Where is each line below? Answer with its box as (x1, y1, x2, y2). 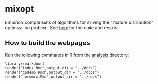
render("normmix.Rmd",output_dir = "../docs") (5, 74, 102, 79)
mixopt (5, 3, 34, 15)
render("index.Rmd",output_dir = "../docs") (5, 65, 97, 70)
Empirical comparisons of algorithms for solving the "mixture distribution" (5, 20, 154, 25)
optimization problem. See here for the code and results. (5, 24, 119, 30)
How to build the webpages (5, 39, 90, 47)
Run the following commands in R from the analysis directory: (5, 52, 129, 58)
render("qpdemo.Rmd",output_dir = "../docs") (5, 70, 99, 75)
